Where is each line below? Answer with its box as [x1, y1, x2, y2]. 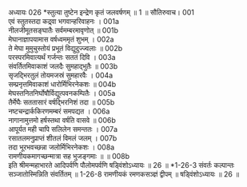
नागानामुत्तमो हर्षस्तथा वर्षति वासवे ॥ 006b [8, 116, 116, 125]
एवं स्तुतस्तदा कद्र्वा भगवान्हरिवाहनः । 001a [8, 17, 120, 26]
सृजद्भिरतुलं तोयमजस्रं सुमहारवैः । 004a [8, 70, 114, 80]
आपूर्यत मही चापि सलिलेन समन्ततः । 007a [8, 125, 118, 133]
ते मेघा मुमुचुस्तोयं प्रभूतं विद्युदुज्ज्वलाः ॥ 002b [8, 44, 123, 53]
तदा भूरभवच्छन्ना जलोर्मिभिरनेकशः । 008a [8, 142, 115, 152]
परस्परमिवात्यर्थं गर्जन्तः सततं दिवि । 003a [8, 53, 116, 62]
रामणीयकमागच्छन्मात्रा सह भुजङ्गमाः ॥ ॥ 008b [8, 152, 130, 161]
